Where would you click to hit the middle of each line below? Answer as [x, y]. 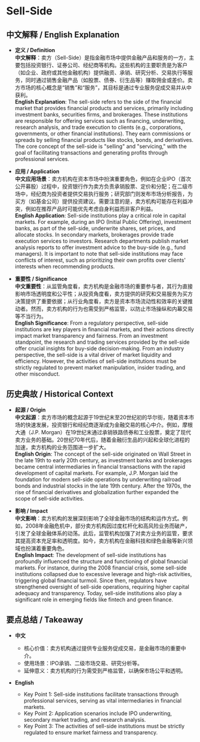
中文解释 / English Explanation [63, 34]
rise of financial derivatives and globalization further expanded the [97, 492]
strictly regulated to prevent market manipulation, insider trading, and [100, 367]
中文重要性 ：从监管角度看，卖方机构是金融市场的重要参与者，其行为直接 [104, 286]
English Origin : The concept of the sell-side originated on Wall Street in [103, 454]
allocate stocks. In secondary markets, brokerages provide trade [94, 234]
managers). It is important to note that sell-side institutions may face [99, 254]
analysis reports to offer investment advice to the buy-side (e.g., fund [100, 247]
